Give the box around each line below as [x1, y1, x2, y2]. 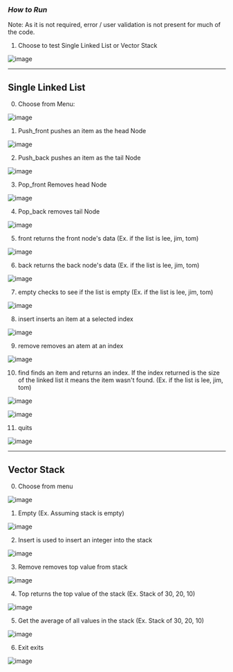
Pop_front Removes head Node [17, 180, 107, 189]
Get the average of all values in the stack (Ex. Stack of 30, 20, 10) [17, 616, 205, 625]
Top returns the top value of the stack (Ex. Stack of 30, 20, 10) [17, 589, 196, 598]
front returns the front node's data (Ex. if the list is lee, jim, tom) [17, 234, 199, 243]
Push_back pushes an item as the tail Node [17, 154, 141, 162]
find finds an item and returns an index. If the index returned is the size [17, 369, 220, 377]
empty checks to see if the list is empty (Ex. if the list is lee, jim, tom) [17, 288, 214, 296]
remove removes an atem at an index [17, 342, 124, 350]
